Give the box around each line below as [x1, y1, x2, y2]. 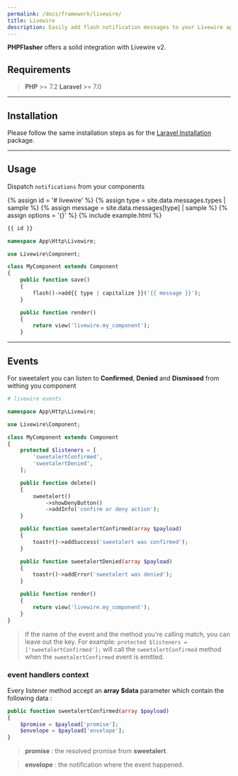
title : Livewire [7, 17, 55, 24]
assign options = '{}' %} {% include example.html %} [7, 211, 162, 219]
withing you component [7, 381, 76, 390]
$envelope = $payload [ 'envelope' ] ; [20, 727, 125, 735]
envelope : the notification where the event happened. [24, 760, 184, 769]
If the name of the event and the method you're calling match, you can [24, 630, 230, 638]
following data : [7, 694, 52, 702]
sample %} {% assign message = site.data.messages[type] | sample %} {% [7, 203, 228, 212]
